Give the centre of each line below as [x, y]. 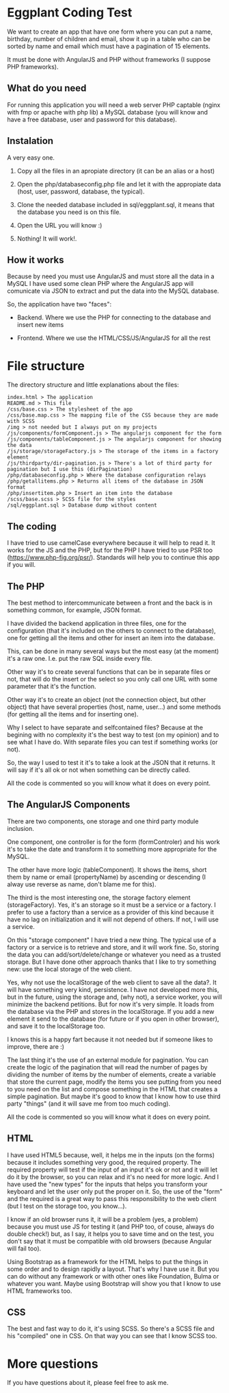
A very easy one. [31, 157]
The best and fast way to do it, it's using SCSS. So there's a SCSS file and [111, 1329]
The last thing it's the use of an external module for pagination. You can [108, 1060]
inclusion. [21, 828]
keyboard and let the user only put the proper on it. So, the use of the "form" [115, 1191]
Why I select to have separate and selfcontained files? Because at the [105, 727]
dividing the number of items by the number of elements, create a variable [112, 1074]
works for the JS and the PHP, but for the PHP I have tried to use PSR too [110, 550]
